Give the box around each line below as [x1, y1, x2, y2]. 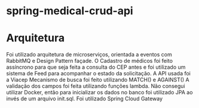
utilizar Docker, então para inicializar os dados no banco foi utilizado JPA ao [6, 89, 193, 96]
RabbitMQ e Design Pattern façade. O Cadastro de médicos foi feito [6, 58, 173, 65]
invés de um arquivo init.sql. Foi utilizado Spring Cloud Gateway [6, 95, 163, 102]
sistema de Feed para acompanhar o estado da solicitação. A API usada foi [6, 70, 191, 77]
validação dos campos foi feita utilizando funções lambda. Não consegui [6, 82, 185, 90]
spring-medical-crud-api [6, 4, 133, 18]
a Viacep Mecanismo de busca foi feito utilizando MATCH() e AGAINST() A [6, 76, 189, 84]
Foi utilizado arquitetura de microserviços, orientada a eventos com [6, 51, 172, 58]
